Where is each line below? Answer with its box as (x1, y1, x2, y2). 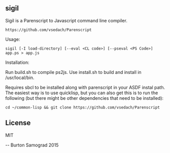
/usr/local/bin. (5, 74, 35, 81)
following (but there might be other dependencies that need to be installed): (5, 95, 164, 101)
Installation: (5, 59, 29, 65)
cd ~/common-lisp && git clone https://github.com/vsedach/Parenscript (5, 105, 160, 110)
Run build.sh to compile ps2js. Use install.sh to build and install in (5, 69, 142, 75)
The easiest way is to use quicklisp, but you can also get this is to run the (5, 90, 158, 96)
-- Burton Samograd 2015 (5, 142, 59, 148)
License (5, 119, 31, 127)
